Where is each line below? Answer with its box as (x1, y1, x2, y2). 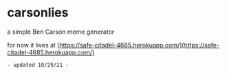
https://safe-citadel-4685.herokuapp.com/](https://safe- (59, 41, 220, 49)
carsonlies (7, 5, 69, 21)
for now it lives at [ (7, 41, 60, 49)
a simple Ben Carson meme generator (7, 28, 115, 36)
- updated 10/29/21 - (7, 61, 69, 68)
